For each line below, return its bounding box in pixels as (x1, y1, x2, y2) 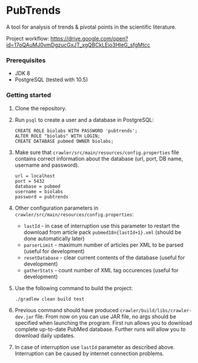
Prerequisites (6, 56, 46, 64)
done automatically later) (23, 235, 85, 242)
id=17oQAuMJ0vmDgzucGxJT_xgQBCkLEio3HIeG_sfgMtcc (6, 41, 150, 48)
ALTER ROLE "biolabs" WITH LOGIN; (14, 133, 100, 139)
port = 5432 (14, 178, 45, 184)
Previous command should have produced (14, 306, 119, 313)
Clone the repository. (14, 104, 67, 112)
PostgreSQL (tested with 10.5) (14, 76, 88, 84)
